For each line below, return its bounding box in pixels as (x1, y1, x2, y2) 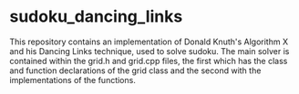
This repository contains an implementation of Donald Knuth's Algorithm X (9, 36, 289, 47)
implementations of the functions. (9, 74, 137, 85)
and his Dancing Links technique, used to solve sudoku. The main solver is (9, 45, 290, 56)
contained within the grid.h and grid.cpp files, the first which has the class (9, 55, 288, 66)
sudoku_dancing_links (9, 6, 183, 27)
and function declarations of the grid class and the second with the (9, 65, 262, 76)
